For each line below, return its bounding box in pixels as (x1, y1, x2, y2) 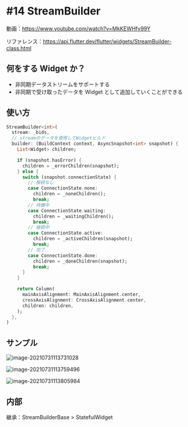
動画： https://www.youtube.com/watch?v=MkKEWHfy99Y (6, 25, 151, 32)
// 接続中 (28, 224, 50, 230)
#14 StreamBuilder (6, 4, 101, 18)
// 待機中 (28, 202, 50, 208)
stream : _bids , (11, 130, 50, 136)
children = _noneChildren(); (32, 191, 106, 197)
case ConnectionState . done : (28, 252, 98, 259)
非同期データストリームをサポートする (14, 80, 110, 88)
